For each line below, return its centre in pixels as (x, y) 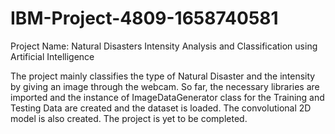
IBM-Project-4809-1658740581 (144, 18)
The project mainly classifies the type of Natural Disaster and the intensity (163, 76)
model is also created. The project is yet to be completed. (129, 118)
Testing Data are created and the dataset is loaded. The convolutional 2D (161, 108)
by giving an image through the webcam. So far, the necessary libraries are (165, 86)
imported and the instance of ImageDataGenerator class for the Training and (167, 97)
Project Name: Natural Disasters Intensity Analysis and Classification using (164, 46)
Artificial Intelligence (52, 56)
